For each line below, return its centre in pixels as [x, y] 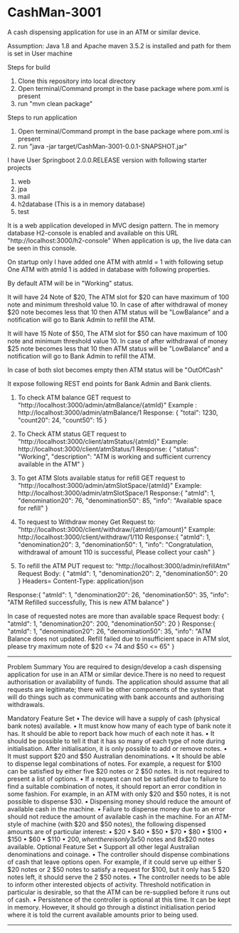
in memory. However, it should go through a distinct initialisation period [111, 907]
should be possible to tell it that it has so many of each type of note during [116, 741]
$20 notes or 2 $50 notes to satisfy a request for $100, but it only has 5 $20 [118, 869]
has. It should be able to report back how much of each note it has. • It [111, 733]
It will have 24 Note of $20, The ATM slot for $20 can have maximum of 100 [118, 297]
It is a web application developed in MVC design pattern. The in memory [113, 225]
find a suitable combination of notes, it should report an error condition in [115, 786]
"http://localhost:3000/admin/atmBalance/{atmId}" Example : [107, 405]
